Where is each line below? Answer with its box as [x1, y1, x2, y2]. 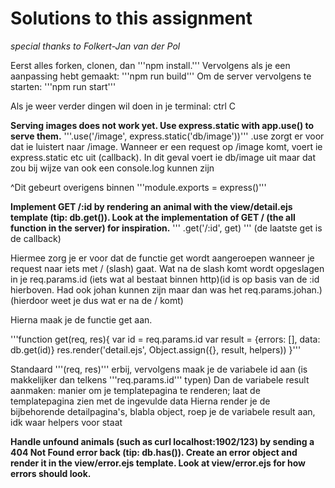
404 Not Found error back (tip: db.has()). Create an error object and [10, 446, 298, 458]
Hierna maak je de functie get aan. [10, 313, 153, 326]
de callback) [10, 232, 62, 244]
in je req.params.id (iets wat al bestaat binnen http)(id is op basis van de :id [10, 273, 320, 285]
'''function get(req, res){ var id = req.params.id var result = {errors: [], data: [10, 333, 321, 345]
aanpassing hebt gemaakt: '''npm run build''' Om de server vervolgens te [10, 70, 312, 82]
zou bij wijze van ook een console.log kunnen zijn [10, 162, 215, 174]
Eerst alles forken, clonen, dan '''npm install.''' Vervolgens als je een [10, 59, 291, 71]
